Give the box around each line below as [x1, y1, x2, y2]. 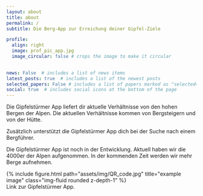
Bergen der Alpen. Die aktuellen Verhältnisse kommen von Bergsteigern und [6, 110, 196, 117]
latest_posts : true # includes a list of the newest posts [6, 75, 161, 81]
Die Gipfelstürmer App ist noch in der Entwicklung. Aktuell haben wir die [6, 146, 186, 153]
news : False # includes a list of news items [6, 70, 126, 76]
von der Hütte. [6, 116, 42, 124]
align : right [11, 42, 45, 48]
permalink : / [6, 20, 39, 26]
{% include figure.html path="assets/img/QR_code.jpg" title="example [6, 170, 181, 178]
